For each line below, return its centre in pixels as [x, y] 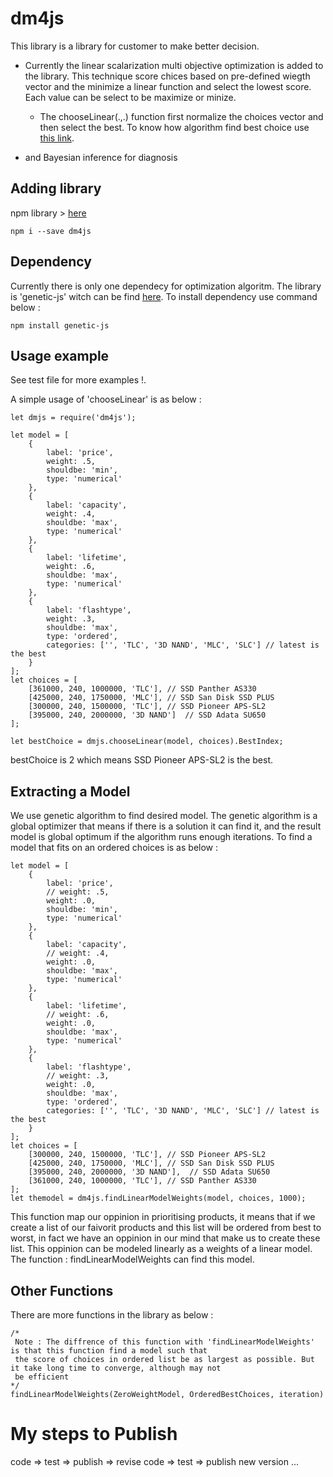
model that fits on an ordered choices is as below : [114, 848]
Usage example [60, 355]
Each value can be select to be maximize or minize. [130, 97]
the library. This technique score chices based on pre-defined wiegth [167, 76]
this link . [57, 138]
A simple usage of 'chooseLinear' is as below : [106, 399]
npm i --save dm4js [51, 231]
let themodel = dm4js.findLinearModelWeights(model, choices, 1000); [158, 1198]
